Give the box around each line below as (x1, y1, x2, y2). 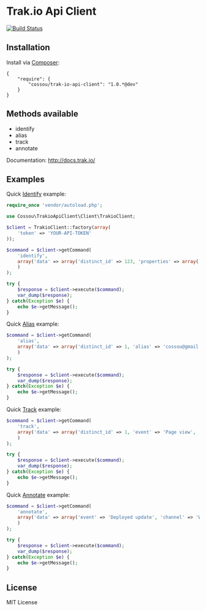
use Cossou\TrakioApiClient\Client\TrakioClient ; (6, 213, 136, 220)
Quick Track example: (6, 406, 61, 413)
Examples (6, 174, 45, 185)
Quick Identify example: (6, 190, 66, 198)
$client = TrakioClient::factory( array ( (6, 225, 112, 231)
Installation (6, 42, 50, 53)
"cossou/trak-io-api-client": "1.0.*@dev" (28, 81, 139, 87)
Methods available (6, 109, 78, 119)
